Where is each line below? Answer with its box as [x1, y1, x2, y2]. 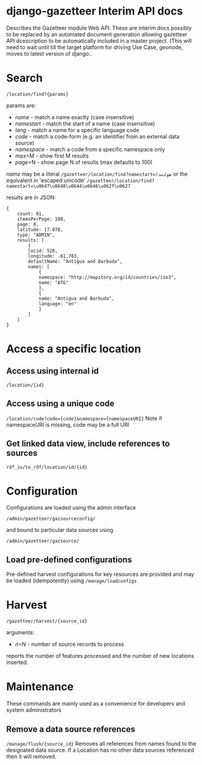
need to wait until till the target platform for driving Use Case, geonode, [6, 44, 183, 51]
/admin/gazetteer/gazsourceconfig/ [6, 516, 96, 522]
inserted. [6, 658, 28, 666]
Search [6, 71, 43, 85]
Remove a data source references [6, 724, 136, 734]
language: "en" [38, 301, 77, 307]
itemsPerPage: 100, [17, 216, 66, 222]
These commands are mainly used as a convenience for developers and [6, 700, 186, 708]
